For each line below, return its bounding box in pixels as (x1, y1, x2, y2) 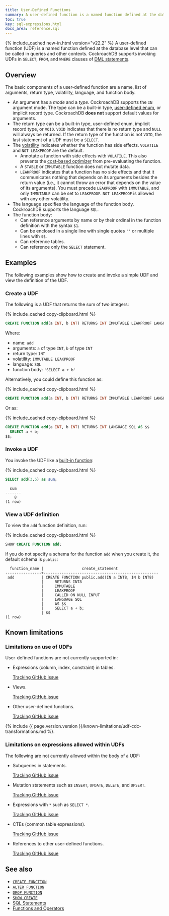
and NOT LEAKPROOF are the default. (12, 147, 84, 153)
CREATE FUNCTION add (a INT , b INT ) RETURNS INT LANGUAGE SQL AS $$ (5, 424, 150, 429)
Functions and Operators (12, 905, 64, 911)
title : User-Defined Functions (5, 7, 71, 13)
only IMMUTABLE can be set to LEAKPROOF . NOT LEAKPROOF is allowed (20, 190, 154, 196)
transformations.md (5, 728, 46, 734)
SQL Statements (12, 900, 46, 906)
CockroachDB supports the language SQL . (12, 206, 99, 212)
